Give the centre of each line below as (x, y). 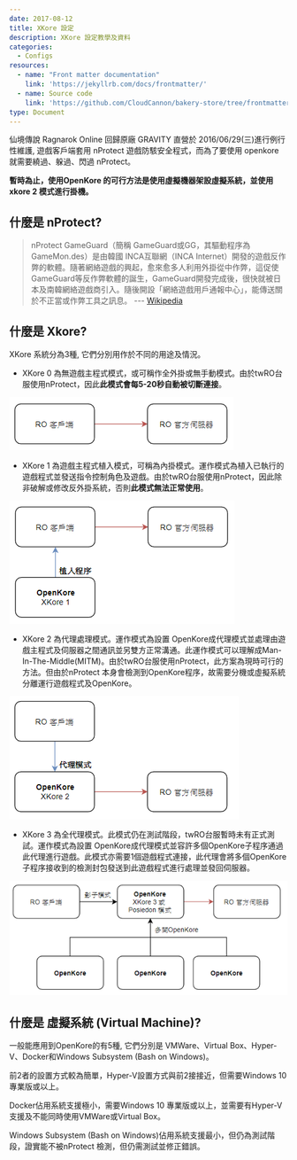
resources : (29, 66)
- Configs (35, 56)
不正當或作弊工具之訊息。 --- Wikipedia (110, 300)
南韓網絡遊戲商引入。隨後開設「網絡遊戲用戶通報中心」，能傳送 (161, 290)
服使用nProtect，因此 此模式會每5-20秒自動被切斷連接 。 (124, 384)
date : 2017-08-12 (41, 19)
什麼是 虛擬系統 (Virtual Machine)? (105, 1022)
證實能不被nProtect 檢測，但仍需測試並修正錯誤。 (114, 1147)
